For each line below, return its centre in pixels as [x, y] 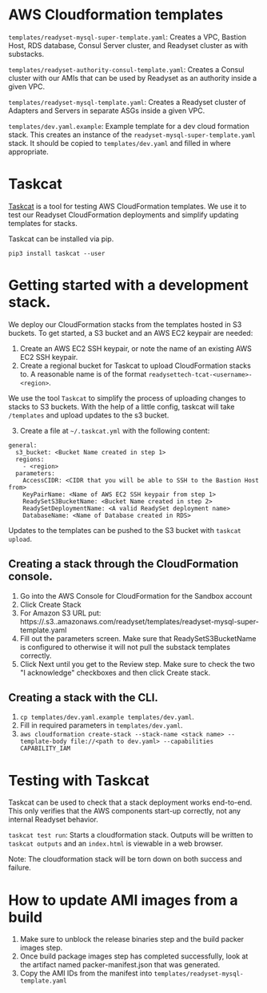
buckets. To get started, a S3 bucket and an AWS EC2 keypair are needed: [131, 333]
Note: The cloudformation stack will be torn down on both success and [125, 859]
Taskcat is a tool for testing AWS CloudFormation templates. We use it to [128, 206]
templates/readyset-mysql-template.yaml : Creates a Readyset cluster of [127, 102]
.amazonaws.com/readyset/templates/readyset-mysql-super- [157, 621]
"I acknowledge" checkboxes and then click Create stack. [115, 672]
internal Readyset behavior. [53, 820]
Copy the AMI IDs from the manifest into [86, 973]
